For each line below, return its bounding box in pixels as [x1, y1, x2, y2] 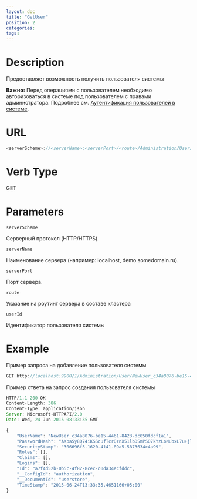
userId [6, 311, 22, 317]
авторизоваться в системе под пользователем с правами [6, 93, 151, 100]
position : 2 [6, 19, 35, 25]
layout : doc [6, 8, 35, 15]
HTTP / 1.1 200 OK [6, 395, 46, 401]
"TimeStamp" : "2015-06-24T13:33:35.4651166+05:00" [16, 482, 143, 488]
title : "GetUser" [6, 14, 49, 20]
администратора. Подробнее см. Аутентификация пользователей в [6, 99, 176, 106]
